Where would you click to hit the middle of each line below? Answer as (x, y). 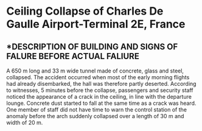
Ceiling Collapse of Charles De (85, 11)
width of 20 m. (25, 122)
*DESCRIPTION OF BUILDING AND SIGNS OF (92, 47)
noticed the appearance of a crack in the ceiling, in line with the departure (99, 97)
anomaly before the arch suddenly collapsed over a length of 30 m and (95, 116)
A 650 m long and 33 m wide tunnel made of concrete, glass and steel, (95, 71)
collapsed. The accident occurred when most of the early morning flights (98, 77)
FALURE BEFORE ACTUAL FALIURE (73, 56)
